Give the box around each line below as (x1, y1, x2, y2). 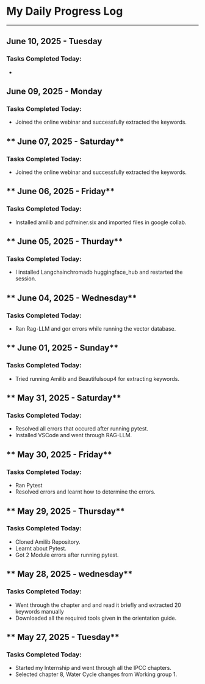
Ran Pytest (15, 482, 43, 489)
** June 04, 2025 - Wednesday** (6, 293, 137, 303)
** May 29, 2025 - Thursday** (6, 506, 125, 516)
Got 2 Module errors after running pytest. (15, 551, 119, 558)
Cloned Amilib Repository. (15, 538, 81, 546)
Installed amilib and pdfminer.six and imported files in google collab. (15, 219, 187, 226)
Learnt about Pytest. (15, 544, 67, 552)
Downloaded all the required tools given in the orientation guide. (15, 614, 177, 622)
